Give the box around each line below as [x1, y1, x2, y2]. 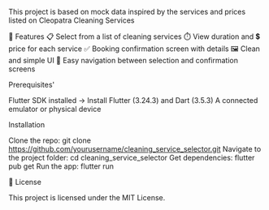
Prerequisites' [8, 80, 55, 89]
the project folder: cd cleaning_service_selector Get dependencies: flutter [8, 153, 255, 162]
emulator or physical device [8, 105, 102, 114]
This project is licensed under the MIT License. [8, 193, 166, 202]
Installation [8, 120, 46, 129]
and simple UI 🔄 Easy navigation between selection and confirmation [8, 56, 238, 65]
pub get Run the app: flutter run [8, 161, 115, 171]
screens [8, 64, 36, 74]
